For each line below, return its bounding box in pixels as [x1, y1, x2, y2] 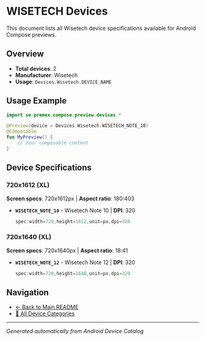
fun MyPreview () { [6, 134, 53, 141]
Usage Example [6, 96, 67, 106]
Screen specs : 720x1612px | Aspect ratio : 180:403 [6, 194, 135, 202]
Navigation [6, 287, 49, 298]
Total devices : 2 [15, 65, 57, 72]
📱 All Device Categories [15, 310, 75, 317]
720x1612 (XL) [6, 181, 50, 189]
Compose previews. [6, 31, 57, 38]
